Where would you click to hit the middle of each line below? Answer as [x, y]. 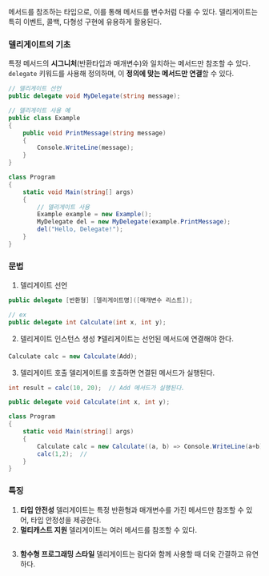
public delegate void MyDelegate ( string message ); [94, 96]
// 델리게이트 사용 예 [39, 111]
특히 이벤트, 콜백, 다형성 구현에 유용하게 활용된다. [85, 22]
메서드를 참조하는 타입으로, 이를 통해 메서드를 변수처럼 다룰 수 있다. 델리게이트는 [133, 12]
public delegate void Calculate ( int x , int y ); [89, 402]
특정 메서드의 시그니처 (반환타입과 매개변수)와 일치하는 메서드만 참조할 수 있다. [129, 63]
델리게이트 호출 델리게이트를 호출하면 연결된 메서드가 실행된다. [117, 373]
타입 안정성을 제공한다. [66, 520]
